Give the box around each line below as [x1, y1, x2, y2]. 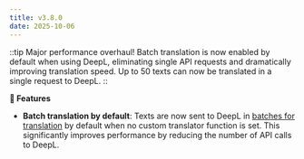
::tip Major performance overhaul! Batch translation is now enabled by [9, 46, 270, 57]
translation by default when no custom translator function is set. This [22, 119, 280, 131]
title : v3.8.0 [9, 13, 64, 23]
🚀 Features [9, 92, 52, 104]
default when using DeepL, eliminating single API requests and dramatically [9, 56, 292, 67]
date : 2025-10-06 [9, 22, 75, 31]
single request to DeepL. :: [9, 75, 108, 86]
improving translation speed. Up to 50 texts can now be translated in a [9, 65, 272, 77]
